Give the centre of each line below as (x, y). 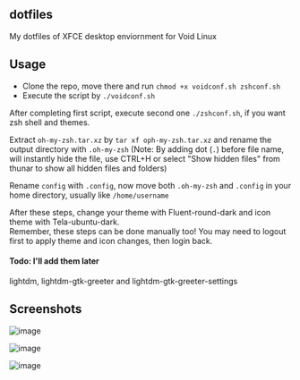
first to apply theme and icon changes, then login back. (111, 241)
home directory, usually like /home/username (89, 195)
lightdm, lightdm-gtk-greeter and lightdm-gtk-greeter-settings (124, 281)
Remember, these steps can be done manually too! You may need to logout (148, 231)
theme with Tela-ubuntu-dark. (64, 222)
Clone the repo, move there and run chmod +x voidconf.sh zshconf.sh (151, 86)
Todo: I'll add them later (55, 261)
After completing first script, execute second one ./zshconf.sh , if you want (148, 113)
